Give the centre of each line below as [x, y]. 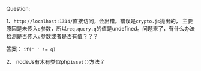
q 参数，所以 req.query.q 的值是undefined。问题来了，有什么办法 [116, 29]
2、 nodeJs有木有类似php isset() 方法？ [55, 62]
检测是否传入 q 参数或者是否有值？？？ [52, 36]
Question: [18, 9]
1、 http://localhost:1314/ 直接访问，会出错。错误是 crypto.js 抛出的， [94, 21]
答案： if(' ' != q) [31, 49]
